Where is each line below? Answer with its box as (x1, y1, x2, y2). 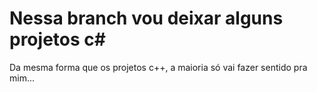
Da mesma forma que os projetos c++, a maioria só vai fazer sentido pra (9, 61, 308, 73)
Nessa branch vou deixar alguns (9, 7, 284, 30)
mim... (9, 72, 36, 84)
